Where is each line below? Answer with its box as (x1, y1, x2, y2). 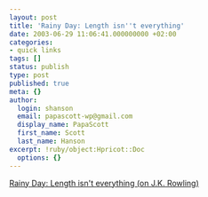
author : (9, 95, 38, 105)
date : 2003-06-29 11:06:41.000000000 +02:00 (9, 29, 177, 38)
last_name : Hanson (17, 137, 86, 146)
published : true (9, 79, 69, 88)
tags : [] (9, 54, 42, 63)
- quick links (9, 46, 62, 55)
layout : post (9, 12, 58, 22)
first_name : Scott (17, 129, 86, 138)
